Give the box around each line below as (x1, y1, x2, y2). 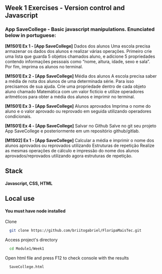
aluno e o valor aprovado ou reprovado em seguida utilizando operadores (5, 108, 151, 114)
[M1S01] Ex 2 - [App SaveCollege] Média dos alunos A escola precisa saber (5, 73, 157, 79)
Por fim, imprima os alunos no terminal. (5, 64, 83, 69)
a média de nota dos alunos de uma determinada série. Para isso (5, 78, 134, 84)
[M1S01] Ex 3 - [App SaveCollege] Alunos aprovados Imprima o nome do (5, 103, 151, 109)
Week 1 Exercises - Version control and (5, 4, 125, 12)
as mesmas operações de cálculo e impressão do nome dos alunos (5, 147, 139, 153)
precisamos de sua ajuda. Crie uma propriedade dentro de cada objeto (5, 83, 146, 89)
